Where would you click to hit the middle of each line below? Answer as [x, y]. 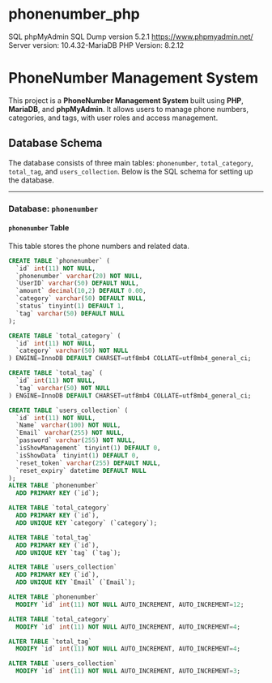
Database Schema [55, 143]
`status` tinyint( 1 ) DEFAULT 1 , [70, 306]
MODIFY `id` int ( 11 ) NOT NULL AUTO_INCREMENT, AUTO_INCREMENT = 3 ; [128, 671]
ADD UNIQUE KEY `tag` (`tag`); [68, 552]
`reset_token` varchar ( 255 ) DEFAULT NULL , [88, 463]
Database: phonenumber [53, 208]
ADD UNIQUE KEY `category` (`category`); [87, 523]
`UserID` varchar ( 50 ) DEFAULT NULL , [77, 284]
